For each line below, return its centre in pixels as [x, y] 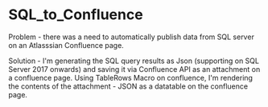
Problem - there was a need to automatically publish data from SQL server [132, 37]
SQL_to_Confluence [76, 15]
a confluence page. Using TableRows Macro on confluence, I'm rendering [131, 77]
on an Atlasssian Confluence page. [66, 45]
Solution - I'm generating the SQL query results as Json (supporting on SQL [134, 61]
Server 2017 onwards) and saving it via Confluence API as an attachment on [134, 69]
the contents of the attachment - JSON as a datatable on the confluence [128, 86]
